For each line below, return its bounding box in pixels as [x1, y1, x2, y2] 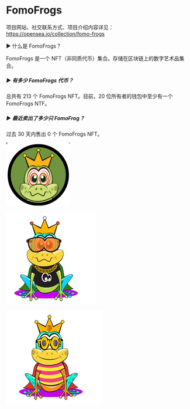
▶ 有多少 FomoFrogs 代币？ [6, 77, 74, 84]
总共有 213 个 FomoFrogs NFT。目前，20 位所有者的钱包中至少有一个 [6, 92, 173, 100]
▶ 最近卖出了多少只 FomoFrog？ [6, 114, 85, 121]
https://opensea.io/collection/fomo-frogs [6, 30, 105, 37]
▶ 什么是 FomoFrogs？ [6, 42, 61, 49]
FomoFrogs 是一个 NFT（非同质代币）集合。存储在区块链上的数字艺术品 [6, 55, 179, 62]
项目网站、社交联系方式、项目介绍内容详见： [6, 23, 114, 31]
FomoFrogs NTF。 [6, 100, 50, 107]
